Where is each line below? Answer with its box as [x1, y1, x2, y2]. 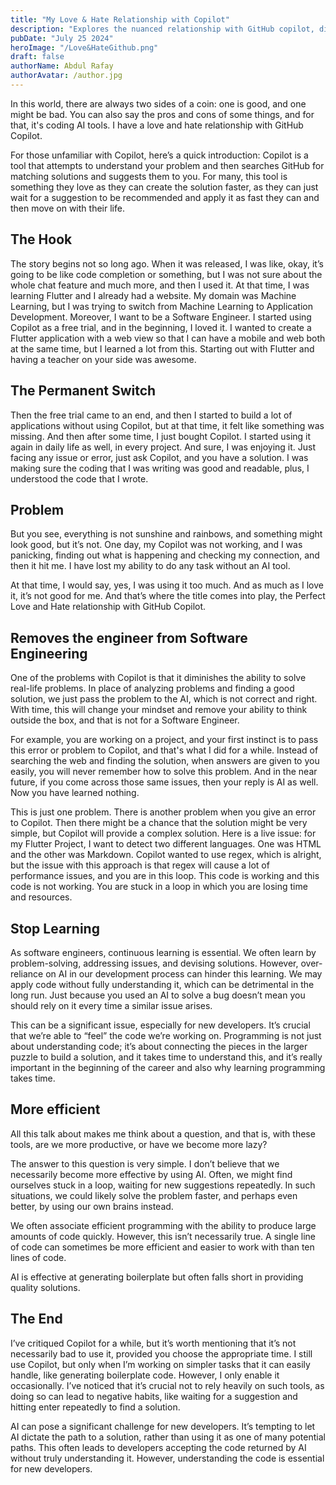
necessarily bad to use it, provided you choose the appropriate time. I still [10, 1347, 313, 1360]
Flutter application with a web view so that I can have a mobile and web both [10, 332, 326, 344]
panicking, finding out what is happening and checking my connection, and [10, 549, 320, 561]
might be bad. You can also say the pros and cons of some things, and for [10, 108, 315, 120]
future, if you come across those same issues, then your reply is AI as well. [10, 776, 319, 788]
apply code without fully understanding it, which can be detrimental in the [10, 978, 315, 990]
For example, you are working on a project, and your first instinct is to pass [10, 734, 319, 746]
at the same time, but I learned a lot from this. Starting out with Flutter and [10, 342, 315, 355]
